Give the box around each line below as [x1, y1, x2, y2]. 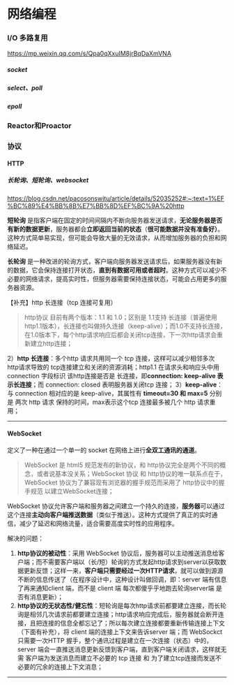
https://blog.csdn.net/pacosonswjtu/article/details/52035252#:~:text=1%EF [7, 194, 225, 203]
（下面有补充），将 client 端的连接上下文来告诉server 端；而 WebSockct [17, 627, 223, 636]
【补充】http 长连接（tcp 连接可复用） [7, 298, 117, 306]
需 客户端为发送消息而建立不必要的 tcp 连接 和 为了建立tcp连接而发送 [17, 654, 216, 662]
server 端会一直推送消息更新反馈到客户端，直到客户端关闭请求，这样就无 [17, 644, 227, 654]
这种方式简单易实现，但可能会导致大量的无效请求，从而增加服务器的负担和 [7, 233, 221, 242]
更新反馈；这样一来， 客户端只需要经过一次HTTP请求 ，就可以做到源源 [23, 566, 224, 575]
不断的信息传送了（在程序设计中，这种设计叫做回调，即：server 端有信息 [17, 575, 227, 584]
